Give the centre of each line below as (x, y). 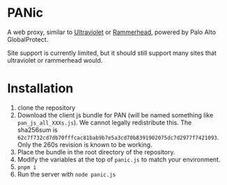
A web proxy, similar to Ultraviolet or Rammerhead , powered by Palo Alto (112, 32)
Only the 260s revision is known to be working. (85, 145)
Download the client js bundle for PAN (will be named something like (115, 115)
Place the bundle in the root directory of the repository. (96, 152)
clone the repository (46, 107)
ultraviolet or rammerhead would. (55, 60)
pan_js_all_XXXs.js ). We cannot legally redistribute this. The (104, 122)
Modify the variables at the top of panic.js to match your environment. (119, 159)
